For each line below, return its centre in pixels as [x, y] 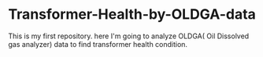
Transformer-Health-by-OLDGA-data [132, 14]
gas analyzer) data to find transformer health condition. [98, 44]
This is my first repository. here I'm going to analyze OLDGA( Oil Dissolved [129, 36]
